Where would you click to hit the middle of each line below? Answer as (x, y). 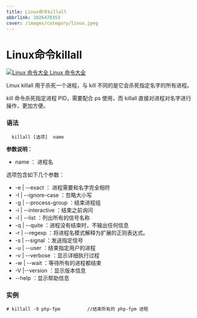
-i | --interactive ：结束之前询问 (54, 210)
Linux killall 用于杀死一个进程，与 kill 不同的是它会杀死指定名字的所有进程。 (99, 86)
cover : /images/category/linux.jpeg (52, 23)
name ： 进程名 (34, 162)
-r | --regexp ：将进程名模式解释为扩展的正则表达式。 (82, 232)
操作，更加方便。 (27, 106)
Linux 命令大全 (68, 72)
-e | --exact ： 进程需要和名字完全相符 (62, 187)
